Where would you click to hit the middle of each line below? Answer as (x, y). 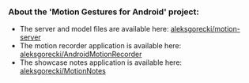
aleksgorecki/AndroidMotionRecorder (81, 55)
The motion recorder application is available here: (100, 46)
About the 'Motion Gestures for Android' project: (104, 12)
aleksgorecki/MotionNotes (63, 71)
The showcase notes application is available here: (101, 62)
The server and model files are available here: (94, 29)
